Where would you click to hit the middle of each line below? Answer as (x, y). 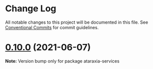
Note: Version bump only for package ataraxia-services (62, 61)
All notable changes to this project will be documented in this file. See (77, 22)
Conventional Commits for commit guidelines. (52, 27)
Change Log (31, 9)
